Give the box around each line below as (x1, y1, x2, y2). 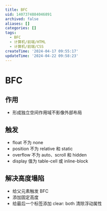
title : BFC (5, 7, 28, 12)
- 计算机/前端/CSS (9, 44, 44, 49)
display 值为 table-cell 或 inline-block (12, 158, 88, 164)
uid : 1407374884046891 (5, 12, 52, 17)
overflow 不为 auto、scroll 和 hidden (12, 152, 87, 158)
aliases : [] (5, 21, 30, 26)
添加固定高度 (12, 194, 39, 200)
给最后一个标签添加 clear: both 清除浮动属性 (12, 201, 103, 206)
